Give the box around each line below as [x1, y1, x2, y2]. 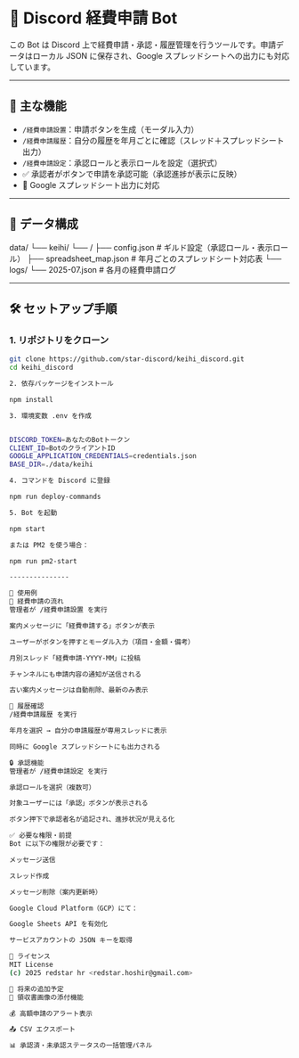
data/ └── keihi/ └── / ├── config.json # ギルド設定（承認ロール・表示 [9, 242, 273, 252]
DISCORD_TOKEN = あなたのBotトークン [9, 435, 131, 444]
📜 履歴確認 [9, 701, 44, 711]
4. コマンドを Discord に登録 [9, 476, 111, 486]
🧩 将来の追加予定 [9, 984, 64, 994]
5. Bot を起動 [9, 508, 58, 517]
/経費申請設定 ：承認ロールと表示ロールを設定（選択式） [21, 157, 222, 168]
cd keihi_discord [9, 363, 74, 373]
